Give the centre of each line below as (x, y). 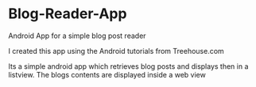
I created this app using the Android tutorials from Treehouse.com (116, 51)
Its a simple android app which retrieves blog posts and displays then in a (128, 66)
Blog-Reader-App (68, 14)
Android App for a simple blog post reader (77, 36)
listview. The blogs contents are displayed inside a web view (107, 74)
